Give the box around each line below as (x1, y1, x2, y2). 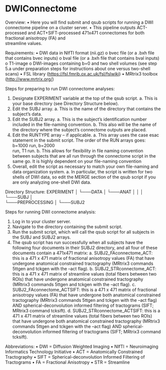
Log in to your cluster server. (12, 218, 71, 224)
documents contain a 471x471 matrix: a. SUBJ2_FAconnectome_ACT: (12, 250, 153, 256)
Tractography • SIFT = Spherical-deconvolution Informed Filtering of (5, 354, 145, 360)
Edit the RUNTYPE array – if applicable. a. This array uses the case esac (12, 132, 160, 138)
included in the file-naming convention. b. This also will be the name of (12, 122, 157, 127)
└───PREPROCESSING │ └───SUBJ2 (5, 199, 85, 205)
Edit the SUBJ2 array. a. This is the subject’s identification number (12, 116, 147, 122)
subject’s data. (12, 111, 42, 117)
